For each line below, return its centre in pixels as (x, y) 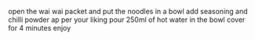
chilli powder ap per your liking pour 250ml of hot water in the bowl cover (127, 20)
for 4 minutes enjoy (40, 28)
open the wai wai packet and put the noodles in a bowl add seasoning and (128, 11)
